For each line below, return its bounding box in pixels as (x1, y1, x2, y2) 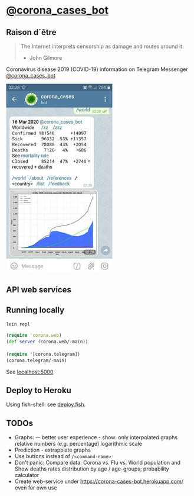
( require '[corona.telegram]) (6, 351, 81, 357)
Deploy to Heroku (6, 385, 72, 395)
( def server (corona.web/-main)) (6, 339, 88, 345)
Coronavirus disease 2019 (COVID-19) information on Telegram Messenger (6, 66, 188, 73)
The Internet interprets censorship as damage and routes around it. (20, 43, 184, 50)
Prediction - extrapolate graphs (14, 446, 91, 453)
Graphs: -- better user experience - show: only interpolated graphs (14, 434, 178, 441)
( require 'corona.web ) (6, 333, 62, 339)
